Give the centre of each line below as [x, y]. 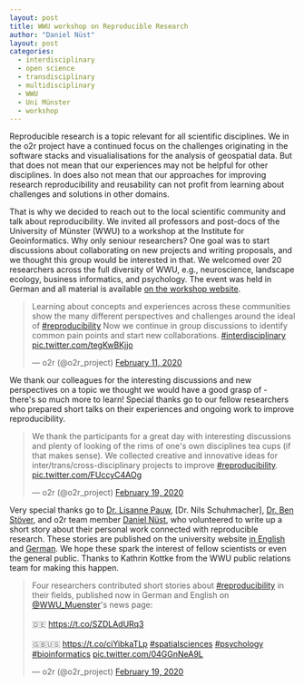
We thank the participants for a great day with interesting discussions [162, 436]
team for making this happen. [64, 568]
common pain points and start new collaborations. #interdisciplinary [158, 336]
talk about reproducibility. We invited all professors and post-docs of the [145, 221]
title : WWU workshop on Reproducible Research [99, 26]
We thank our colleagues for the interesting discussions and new [131, 380]
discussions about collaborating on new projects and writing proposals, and [151, 250]
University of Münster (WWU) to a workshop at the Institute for [127, 231]
